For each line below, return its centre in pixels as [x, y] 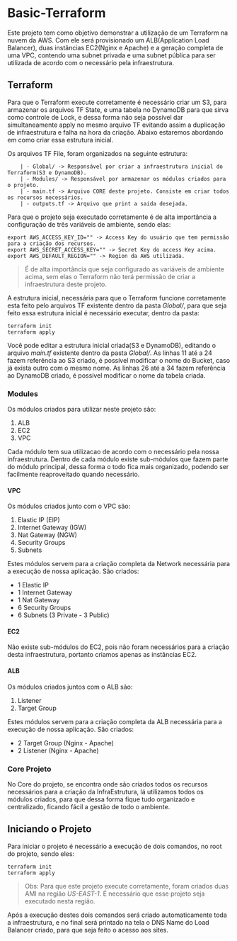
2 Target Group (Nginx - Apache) [66, 743]
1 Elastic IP [33, 585]
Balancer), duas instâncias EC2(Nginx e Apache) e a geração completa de [115, 47]
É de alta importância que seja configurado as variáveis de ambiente [125, 269]
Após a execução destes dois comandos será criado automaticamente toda [117, 915]
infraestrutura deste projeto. [66, 284]
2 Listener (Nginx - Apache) [58, 750]
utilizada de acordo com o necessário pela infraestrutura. [91, 62]
